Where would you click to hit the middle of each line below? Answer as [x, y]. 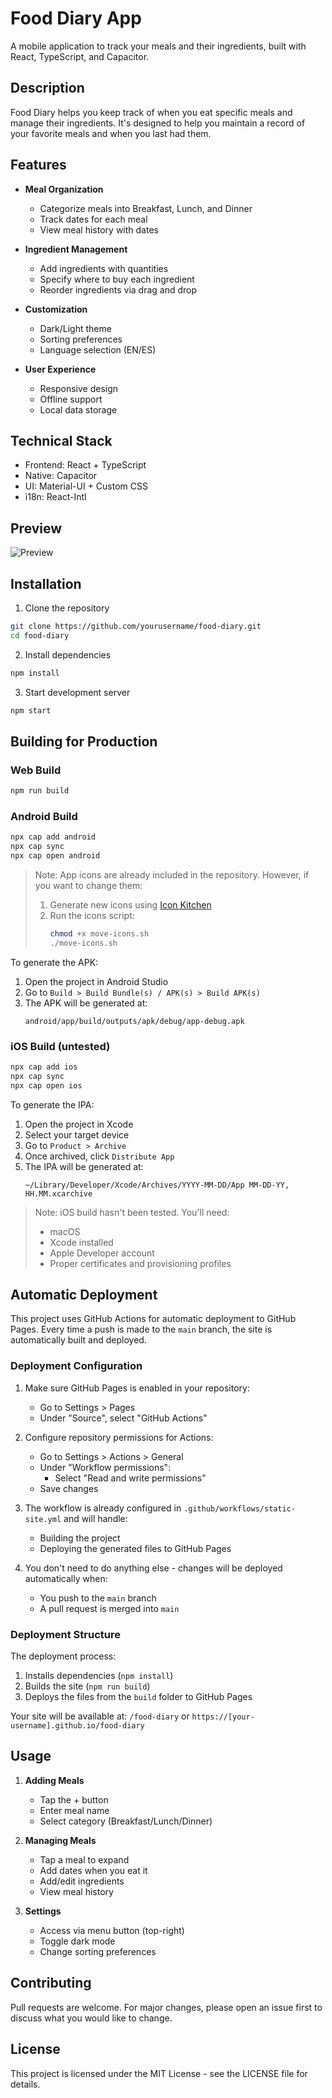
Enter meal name [74, 1810]
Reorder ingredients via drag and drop [118, 289]
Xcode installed [81, 1242]
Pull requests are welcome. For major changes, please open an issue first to [166, 2007]
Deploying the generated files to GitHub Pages [135, 1548]
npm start [31, 710]
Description [47, 88]
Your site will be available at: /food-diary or [100, 1716]
